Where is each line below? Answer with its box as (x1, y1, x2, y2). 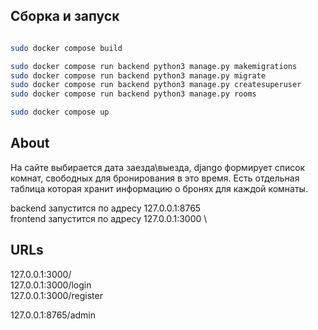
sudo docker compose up (10, 107, 110, 118)
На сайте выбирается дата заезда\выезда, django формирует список (10, 161, 306, 173)
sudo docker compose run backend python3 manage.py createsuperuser (10, 80, 302, 90)
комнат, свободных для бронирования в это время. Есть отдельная (10, 172, 300, 184)
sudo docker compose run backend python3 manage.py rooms (10, 89, 257, 99)
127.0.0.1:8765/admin (10, 309, 97, 321)
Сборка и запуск (10, 8, 120, 25)
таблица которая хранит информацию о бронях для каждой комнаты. (10, 182, 308, 194)
